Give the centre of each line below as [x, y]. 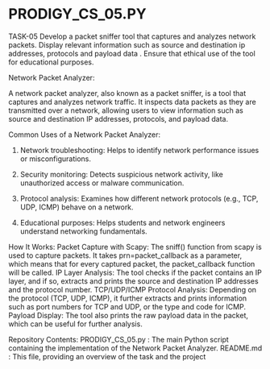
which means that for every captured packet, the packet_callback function [132, 263]
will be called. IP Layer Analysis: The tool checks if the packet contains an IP [135, 272]
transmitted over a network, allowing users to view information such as [126, 110]
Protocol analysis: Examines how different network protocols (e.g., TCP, [139, 198]
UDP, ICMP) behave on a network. [77, 207]
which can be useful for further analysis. [75, 324]
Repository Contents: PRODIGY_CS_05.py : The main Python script [119, 339]
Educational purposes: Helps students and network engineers [123, 222]
